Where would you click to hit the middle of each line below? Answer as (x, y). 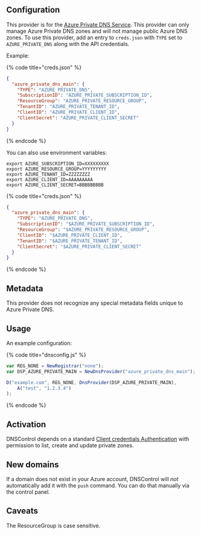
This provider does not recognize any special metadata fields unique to (95, 303)
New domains (33, 464)
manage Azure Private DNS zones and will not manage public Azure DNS (97, 31)
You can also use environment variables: (57, 152)
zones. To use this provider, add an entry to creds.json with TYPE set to (94, 37)
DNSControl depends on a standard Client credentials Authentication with (98, 439)
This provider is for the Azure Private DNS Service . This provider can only (98, 24)
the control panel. (28, 492)
